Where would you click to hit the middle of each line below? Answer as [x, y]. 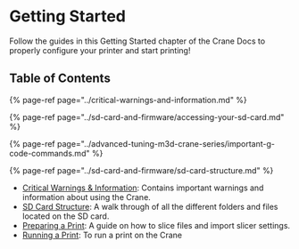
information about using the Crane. [87, 197]
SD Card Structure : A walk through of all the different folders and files [150, 206]
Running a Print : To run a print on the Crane [102, 235]
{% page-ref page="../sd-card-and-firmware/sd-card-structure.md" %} [141, 170]
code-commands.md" [50, 153]
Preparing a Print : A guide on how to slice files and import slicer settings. [156, 225]
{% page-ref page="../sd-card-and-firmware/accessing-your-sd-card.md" [147, 116]
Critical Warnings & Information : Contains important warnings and [143, 188]
